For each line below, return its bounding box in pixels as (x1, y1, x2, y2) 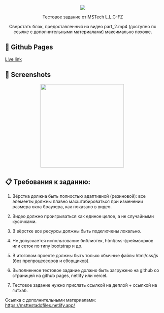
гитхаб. (12, 287, 28, 294)
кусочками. (12, 219, 37, 224)
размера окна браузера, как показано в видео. (12, 204, 112, 210)
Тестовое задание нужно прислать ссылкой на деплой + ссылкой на (12, 282, 158, 288)
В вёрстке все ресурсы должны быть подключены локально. (12, 228, 142, 234)
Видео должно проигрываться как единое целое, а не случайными (12, 213, 154, 220)
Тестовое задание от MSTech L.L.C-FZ (42, 14, 123, 20)
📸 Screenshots (5, 71, 51, 79)
